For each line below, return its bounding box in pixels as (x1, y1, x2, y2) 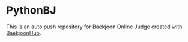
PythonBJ (6, 4, 56, 17)
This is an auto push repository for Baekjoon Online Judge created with (6, 23, 183, 30)
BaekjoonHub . (6, 29, 41, 36)
